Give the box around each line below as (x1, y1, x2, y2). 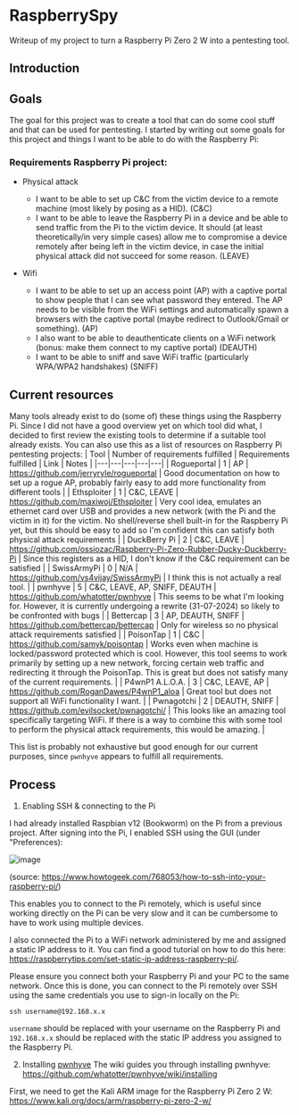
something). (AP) (35, 323, 98, 334)
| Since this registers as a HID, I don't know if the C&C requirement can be (18, 553, 290, 564)
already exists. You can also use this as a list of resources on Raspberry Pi (9, 440, 283, 450)
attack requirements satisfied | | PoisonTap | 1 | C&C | (9, 629, 205, 640)
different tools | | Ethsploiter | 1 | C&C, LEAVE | (9, 487, 179, 498)
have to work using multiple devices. (9, 918, 145, 928)
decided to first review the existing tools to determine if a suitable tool (9, 430, 266, 440)
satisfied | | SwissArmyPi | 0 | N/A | (9, 563, 138, 574)
